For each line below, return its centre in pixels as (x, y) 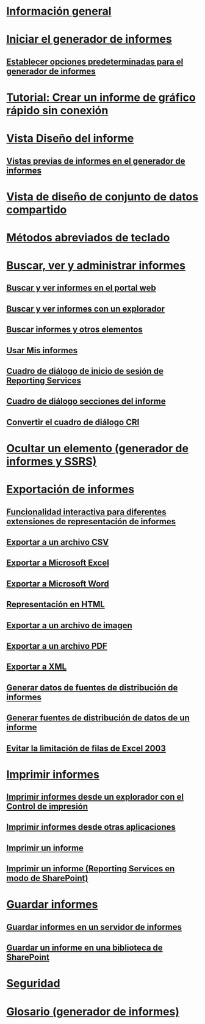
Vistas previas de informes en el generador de (96, 161)
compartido (37, 210)
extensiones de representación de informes (91, 521)
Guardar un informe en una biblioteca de (85, 948)
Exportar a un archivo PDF (57, 646)
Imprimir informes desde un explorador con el (95, 797)
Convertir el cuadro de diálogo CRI (73, 422)
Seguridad (33, 983)
